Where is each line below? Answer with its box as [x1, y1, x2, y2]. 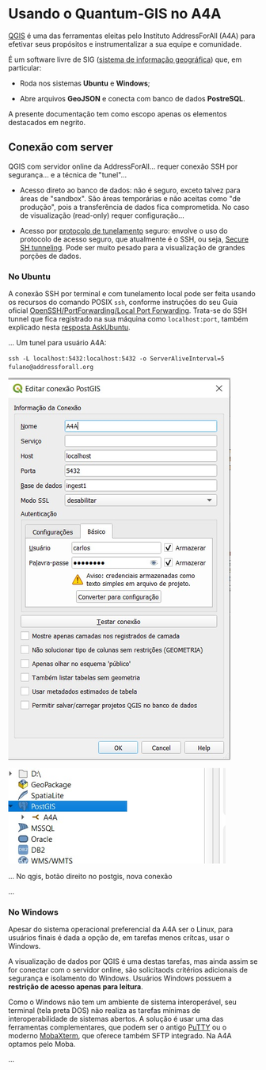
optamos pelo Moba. [8, 1039, 76, 1049]
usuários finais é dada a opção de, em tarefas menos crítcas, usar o [8, 933, 230, 942]
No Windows [8, 906, 59, 917]
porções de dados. [19, 251, 82, 261]
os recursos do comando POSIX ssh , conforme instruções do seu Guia [8, 298, 237, 307]
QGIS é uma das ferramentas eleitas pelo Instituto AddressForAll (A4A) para [8, 31, 256, 40]
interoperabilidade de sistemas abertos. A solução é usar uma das [8, 1015, 224, 1024]
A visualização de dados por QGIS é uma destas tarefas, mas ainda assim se [8, 957, 258, 966]
